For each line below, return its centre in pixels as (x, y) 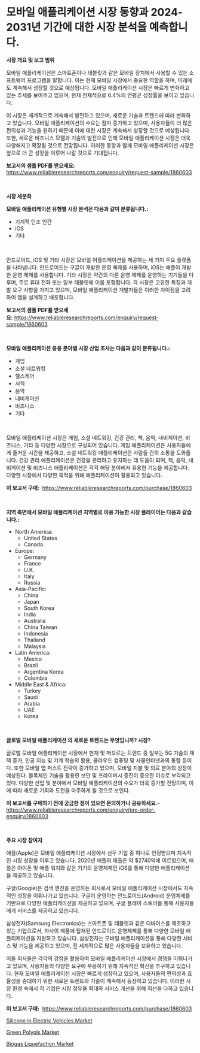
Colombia (36, 678)
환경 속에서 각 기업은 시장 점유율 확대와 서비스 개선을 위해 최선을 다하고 (95, 988)
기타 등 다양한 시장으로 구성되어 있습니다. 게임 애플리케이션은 (94, 445)
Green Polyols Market (33, 1032)
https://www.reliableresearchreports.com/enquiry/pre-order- (81, 810)
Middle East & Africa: (41, 684)
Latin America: (33, 652)
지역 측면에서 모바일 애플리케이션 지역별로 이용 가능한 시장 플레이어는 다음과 (93, 512)
